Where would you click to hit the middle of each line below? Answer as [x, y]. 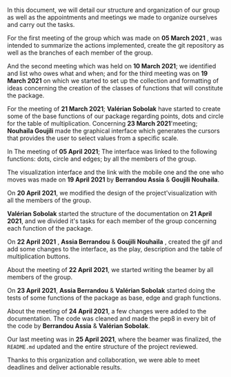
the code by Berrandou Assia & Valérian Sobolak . [79, 326]
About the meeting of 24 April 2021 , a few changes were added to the [107, 311]
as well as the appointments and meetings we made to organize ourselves [112, 17]
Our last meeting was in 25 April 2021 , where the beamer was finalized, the [114, 339]
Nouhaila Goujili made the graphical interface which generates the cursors [114, 131]
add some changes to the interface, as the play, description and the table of [115, 249]
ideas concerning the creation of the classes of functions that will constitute [115, 88]
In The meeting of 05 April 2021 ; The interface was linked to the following [112, 152]
